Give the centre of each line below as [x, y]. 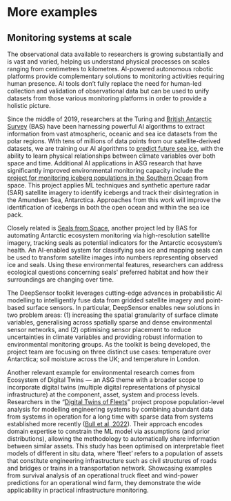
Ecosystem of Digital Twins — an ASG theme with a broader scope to [105, 380]
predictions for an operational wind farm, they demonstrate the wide [104, 483]
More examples [52, 12]
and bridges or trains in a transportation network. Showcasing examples [110, 468]
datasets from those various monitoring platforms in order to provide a [107, 98]
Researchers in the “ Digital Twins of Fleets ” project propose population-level [116, 402]
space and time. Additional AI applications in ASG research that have [104, 163]
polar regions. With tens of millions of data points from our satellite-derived [114, 141]
